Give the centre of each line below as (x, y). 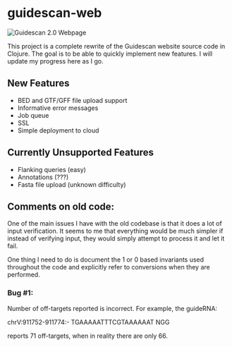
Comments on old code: (61, 206)
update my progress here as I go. (55, 61)
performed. (24, 275)
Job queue (33, 115)
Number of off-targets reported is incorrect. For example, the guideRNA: (112, 308)
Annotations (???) (43, 177)
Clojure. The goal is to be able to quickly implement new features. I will (110, 54)
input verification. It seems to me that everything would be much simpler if (115, 231)
